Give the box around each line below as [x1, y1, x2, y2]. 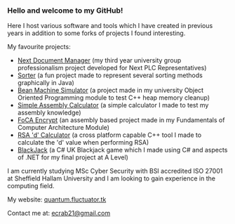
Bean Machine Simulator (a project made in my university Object [17, 86, 204, 95]
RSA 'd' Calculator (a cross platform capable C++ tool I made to [17, 131, 202, 139]
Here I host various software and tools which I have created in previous [7, 22, 213, 30]
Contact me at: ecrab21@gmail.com [7, 209, 111, 218]
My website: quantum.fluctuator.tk [7, 195, 107, 204]
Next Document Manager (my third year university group [17, 56, 182, 65]
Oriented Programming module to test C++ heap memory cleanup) [17, 93, 210, 102]
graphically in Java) [17, 79, 75, 87]
